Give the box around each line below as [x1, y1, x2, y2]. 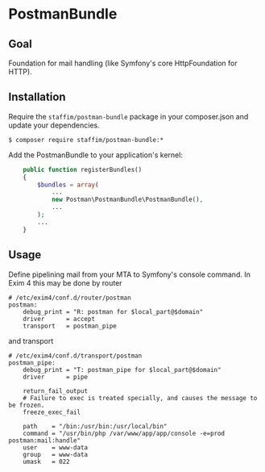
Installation [8, 90, 66, 104]
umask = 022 [23, 457, 70, 466]
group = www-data [23, 450, 89, 458]
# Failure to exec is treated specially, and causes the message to [23, 394, 258, 402]
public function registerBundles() [23, 165, 143, 173]
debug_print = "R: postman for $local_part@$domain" [23, 307, 204, 315]
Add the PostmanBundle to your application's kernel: [8, 150, 184, 160]
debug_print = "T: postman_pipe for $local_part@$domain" [23, 365, 222, 374]
